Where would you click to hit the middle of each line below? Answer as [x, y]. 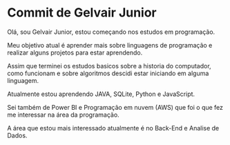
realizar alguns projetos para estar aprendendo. [75, 52]
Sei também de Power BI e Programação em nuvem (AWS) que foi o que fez [115, 107]
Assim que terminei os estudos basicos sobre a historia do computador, [109, 66]
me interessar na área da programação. [63, 115]
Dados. [17, 135]
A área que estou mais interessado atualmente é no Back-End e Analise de [113, 128]
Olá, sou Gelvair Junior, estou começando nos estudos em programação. [111, 32]
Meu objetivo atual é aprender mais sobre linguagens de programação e [110, 45]
